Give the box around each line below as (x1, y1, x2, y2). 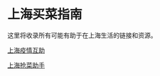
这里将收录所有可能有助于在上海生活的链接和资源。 (7, 31, 157, 39)
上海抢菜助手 (7, 61, 45, 69)
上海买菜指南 (7, 6, 83, 23)
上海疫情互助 (7, 46, 45, 54)
